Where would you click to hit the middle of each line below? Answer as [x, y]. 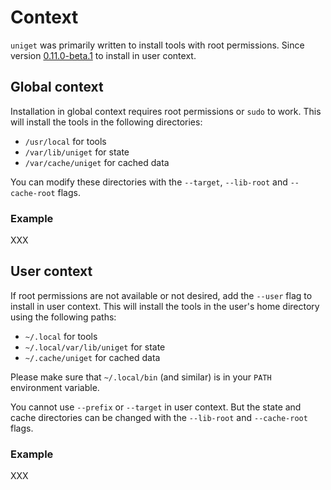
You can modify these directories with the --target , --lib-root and [149, 182]
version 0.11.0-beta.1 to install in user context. [103, 55]
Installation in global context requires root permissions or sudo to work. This [166, 111]
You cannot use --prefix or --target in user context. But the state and [156, 407]
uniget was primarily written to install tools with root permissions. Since [157, 45]
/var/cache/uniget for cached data [97, 162]
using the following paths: [63, 317]
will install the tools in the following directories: [106, 122]
